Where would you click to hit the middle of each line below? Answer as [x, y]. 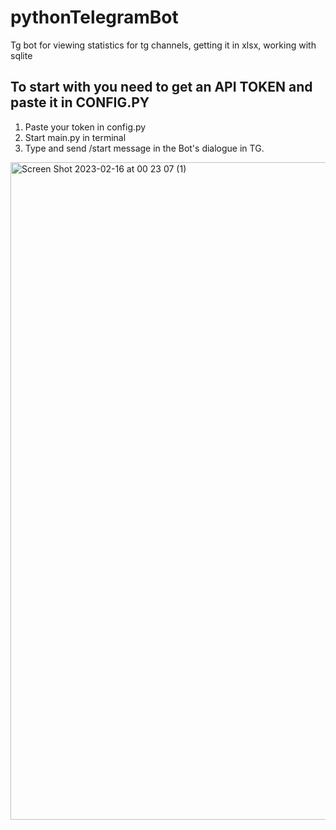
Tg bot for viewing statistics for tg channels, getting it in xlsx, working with [163, 45]
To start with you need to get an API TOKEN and [161, 87]
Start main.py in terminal [75, 137]
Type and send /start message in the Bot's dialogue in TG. [144, 148]
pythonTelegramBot [94, 17]
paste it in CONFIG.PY [80, 102]
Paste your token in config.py [85, 127]
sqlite [21, 55]
